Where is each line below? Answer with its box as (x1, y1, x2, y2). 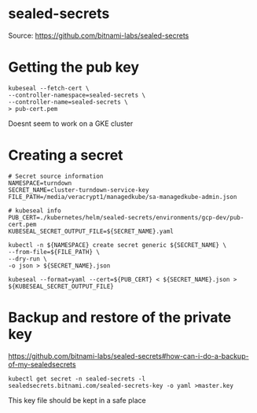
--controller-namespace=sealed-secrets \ (8, 91, 146, 99)
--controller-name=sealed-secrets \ (8, 98, 128, 106)
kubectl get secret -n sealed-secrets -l (8, 374, 146, 382)
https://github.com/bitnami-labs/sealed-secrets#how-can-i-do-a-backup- (8, 351, 249, 360)
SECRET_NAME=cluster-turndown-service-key (8, 186, 149, 194)
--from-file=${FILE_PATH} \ (8, 248, 101, 256)
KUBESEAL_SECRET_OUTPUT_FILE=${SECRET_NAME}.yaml (8, 227, 174, 235)
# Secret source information (8, 172, 104, 180)
